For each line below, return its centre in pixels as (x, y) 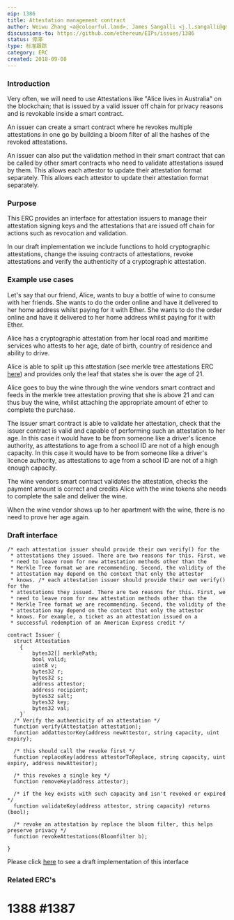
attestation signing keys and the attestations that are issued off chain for (111, 226)
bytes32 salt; (53, 696)
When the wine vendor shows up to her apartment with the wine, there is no (116, 510)
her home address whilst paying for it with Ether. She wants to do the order (115, 310)
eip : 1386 (22, 14)
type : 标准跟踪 (27, 46)
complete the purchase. (41, 410)
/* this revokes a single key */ (62, 776)
